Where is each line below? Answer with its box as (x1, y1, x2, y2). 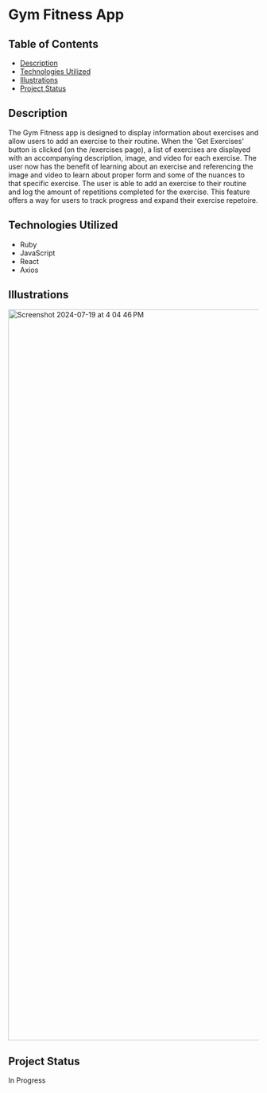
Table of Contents (8, 37, 99, 51)
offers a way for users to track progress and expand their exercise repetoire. (8, 195, 258, 204)
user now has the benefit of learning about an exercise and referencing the (8, 161, 253, 171)
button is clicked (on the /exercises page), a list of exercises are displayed (8, 145, 251, 154)
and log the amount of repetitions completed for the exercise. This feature (8, 187, 250, 196)
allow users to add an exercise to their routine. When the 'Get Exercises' (8, 136, 245, 146)
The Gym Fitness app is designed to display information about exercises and (8, 127, 259, 137)
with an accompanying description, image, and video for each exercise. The (8, 153, 257, 162)
